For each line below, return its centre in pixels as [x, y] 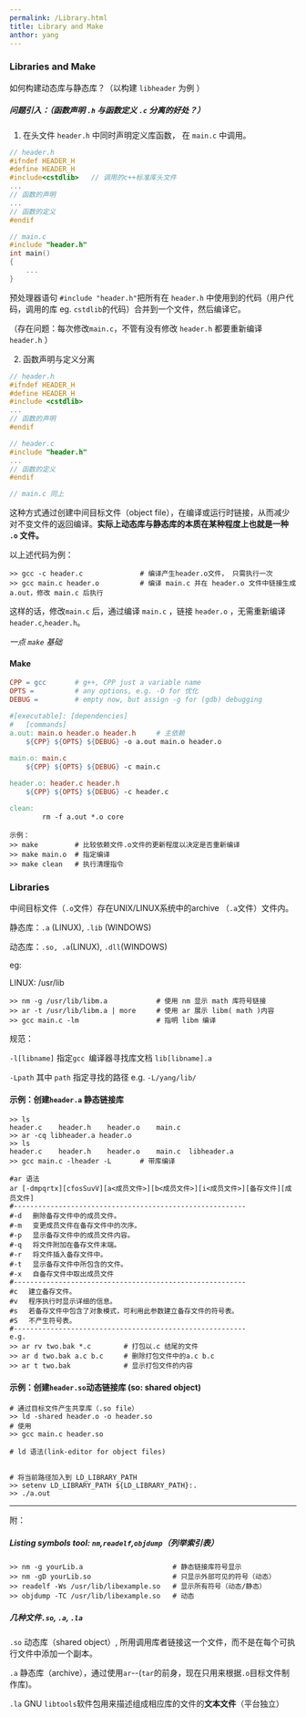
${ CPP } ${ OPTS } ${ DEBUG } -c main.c [93, 767]
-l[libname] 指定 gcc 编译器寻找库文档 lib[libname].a [111, 1058]
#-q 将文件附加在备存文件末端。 [65, 1246]
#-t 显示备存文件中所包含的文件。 [68, 1265]
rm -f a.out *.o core [83, 817]
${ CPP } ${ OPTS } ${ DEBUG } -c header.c [97, 791]
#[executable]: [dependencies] [69, 716]
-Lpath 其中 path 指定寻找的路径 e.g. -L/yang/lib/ [103, 1077]
